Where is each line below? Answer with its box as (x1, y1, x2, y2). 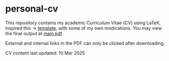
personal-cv (5, 3, 59, 15)
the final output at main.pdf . (5, 30, 64, 36)
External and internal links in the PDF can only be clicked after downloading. (5, 40, 165, 46)
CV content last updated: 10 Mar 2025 (5, 50, 85, 56)
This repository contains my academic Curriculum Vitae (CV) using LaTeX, (5, 20, 161, 26)
